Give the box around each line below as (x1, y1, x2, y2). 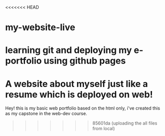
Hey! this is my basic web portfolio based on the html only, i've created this (5, 105, 160, 111)
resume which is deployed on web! (5, 88, 153, 100)
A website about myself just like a (5, 78, 148, 89)
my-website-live (5, 22, 75, 33)
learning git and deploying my (5, 44, 132, 56)
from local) (92, 125, 115, 131)
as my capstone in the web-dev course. (5, 110, 87, 116)
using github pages (43, 55, 126, 66)
